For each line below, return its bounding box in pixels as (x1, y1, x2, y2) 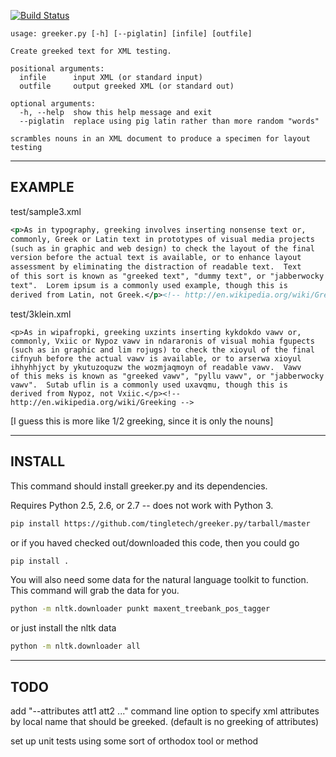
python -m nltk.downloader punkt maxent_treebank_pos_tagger (10, 604, 271, 614)
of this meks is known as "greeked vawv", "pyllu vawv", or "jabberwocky (10, 371, 325, 381)
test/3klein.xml (10, 308, 72, 320)
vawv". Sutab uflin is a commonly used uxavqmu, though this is (10, 380, 288, 390)
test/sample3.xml (10, 205, 82, 217)
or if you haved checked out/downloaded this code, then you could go (10, 536, 300, 549)
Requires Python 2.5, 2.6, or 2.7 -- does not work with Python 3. (10, 499, 274, 511)
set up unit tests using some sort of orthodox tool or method (10, 735, 259, 747)
